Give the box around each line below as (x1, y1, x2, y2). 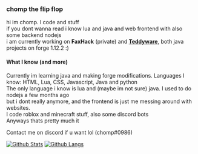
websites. (6, 104, 30, 111)
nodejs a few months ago (6, 91, 70, 98)
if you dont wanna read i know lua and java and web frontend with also (6, 25, 183, 32)
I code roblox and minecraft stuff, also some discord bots (6, 110, 149, 118)
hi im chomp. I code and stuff (6, 19, 80, 26)
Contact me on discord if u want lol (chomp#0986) (6, 129, 133, 136)
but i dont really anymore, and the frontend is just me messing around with (6, 98, 192, 105)
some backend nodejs (6, 32, 62, 39)
